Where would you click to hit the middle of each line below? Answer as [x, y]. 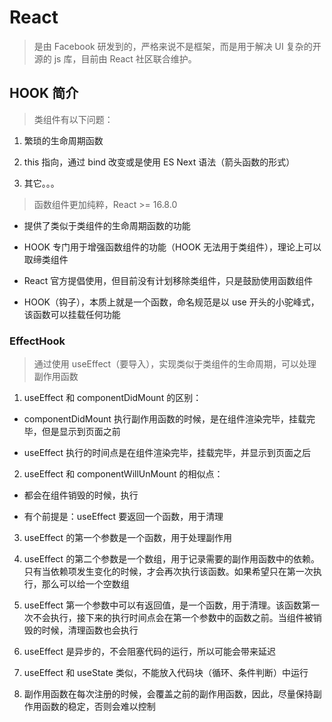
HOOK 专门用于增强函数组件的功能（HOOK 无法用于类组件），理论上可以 [172, 247]
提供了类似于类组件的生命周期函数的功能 [107, 225]
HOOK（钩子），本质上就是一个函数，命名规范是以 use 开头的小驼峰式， [171, 302]
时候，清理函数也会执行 [90, 630]
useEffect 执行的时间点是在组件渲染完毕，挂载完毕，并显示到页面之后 [167, 453]
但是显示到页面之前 [81, 432]
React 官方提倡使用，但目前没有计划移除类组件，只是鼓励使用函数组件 [168, 280]
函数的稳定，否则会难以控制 [98, 707]
